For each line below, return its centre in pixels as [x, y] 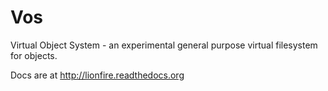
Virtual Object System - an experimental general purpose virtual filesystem [164, 45]
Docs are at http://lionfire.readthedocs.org [97, 75]
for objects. [34, 55]
